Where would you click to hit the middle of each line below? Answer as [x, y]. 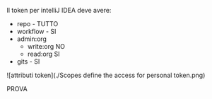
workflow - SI [36, 31]
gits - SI [28, 62]
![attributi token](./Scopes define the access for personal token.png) [106, 75]
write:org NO [46, 46]
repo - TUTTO [37, 24]
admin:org [32, 39]
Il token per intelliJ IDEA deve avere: [59, 10]
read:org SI [44, 54]
